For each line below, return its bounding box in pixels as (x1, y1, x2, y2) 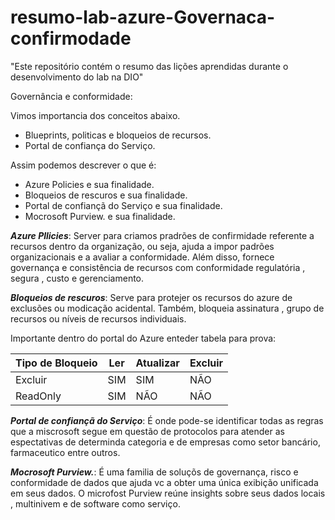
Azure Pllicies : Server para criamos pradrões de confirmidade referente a (10, 229, 315, 241)
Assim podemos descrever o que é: (10, 159, 157, 171)
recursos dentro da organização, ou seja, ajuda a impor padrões (10, 240, 275, 252)
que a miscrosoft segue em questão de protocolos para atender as (10, 425, 285, 437)
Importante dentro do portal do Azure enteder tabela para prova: (10, 332, 277, 344)
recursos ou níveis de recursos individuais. (10, 312, 187, 325)
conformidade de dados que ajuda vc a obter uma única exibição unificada (10, 476, 319, 488)
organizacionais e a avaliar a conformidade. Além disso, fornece (10, 251, 275, 263)
